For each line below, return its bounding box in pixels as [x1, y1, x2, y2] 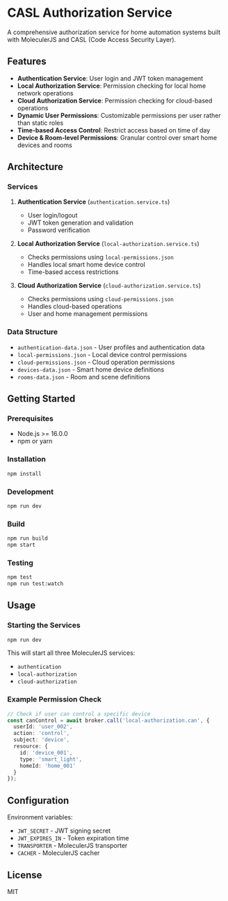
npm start [7, 541, 36, 548]
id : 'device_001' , [19, 749, 73, 756]
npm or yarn [17, 437, 53, 446]
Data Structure [7, 327, 58, 337]
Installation [7, 455, 47, 464]
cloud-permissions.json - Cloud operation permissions [17, 358, 175, 366]
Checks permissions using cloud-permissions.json [27, 295, 174, 303]
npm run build [7, 535, 49, 542]
